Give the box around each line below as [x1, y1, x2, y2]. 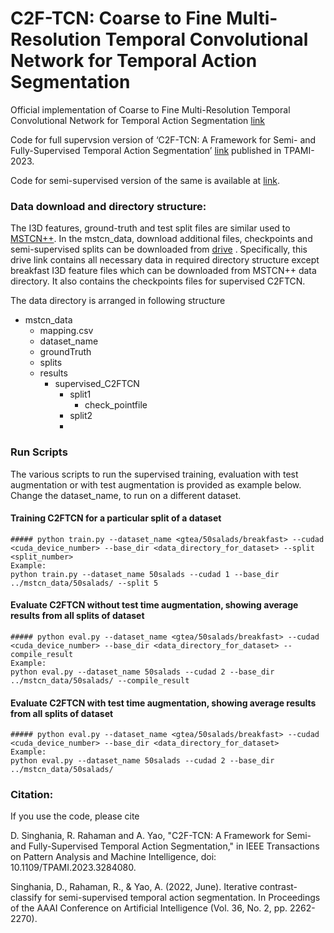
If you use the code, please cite [10, 810, 140, 822]
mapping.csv [39, 325, 94, 337]
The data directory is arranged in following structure [10, 295, 226, 307]
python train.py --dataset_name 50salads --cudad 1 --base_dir [10, 569, 280, 579]
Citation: [10, 788, 54, 802]
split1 [69, 388, 92, 401]
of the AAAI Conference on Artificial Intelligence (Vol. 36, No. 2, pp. [10, 902, 288, 914]
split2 [69, 410, 93, 422]
